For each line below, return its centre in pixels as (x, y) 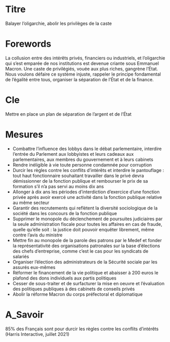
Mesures (24, 134)
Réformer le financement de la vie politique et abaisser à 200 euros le (86, 272)
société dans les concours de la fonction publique (65, 213)
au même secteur (31, 202)
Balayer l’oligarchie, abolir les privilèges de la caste (59, 23)
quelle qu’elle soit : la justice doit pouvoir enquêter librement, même (83, 229)
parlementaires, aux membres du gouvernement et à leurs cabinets (83, 159)
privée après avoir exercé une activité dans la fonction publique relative (87, 197)
